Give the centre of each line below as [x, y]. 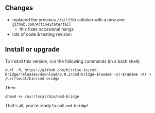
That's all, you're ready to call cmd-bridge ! [47, 105]
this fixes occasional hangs [46, 29]
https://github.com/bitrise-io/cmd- [61, 70]
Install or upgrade [32, 50]
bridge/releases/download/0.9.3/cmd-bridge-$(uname [58, 74]
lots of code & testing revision [42, 34]
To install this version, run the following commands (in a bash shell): [73, 61]
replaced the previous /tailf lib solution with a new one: [69, 19]
